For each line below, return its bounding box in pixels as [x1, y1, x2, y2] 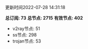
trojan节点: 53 [12, 38, 41, 44]
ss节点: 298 [12, 32, 37, 37]
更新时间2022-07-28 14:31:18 [5, 4, 65, 10]
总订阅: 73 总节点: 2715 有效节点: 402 [5, 15, 83, 21]
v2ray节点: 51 [12, 25, 40, 31]
